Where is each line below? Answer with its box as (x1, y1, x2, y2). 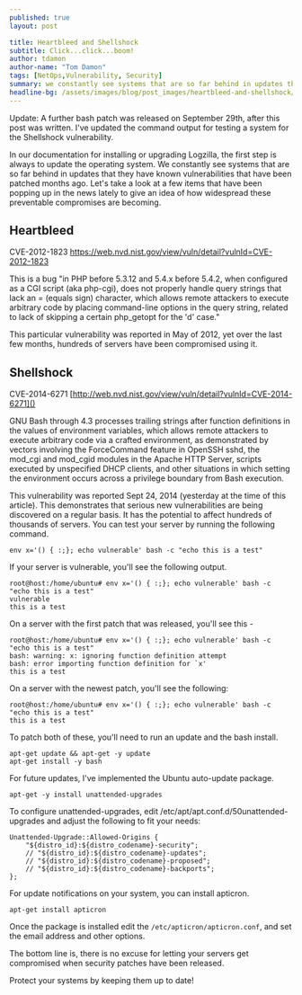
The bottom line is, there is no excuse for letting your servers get (9, 948, 249, 959)
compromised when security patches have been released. (9, 958, 225, 969)
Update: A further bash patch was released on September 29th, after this (9, 112, 280, 123)
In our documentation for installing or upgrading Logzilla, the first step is (9, 149, 277, 160)
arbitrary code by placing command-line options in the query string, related (9, 302, 289, 313)
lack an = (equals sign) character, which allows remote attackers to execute (9, 293, 289, 304)
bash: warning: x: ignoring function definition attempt (9, 652, 227, 661)
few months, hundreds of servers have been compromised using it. (9, 339, 258, 350)
